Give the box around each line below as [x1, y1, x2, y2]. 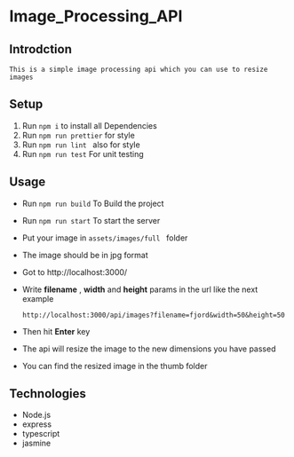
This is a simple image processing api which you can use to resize [9, 65, 268, 74]
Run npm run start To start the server [21, 215, 161, 225]
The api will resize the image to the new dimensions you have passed [21, 343, 276, 354]
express [21, 419, 52, 429]
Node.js [21, 410, 52, 421]
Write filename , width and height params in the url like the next [21, 284, 258, 295]
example [21, 293, 54, 303]
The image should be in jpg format [21, 249, 148, 260]
